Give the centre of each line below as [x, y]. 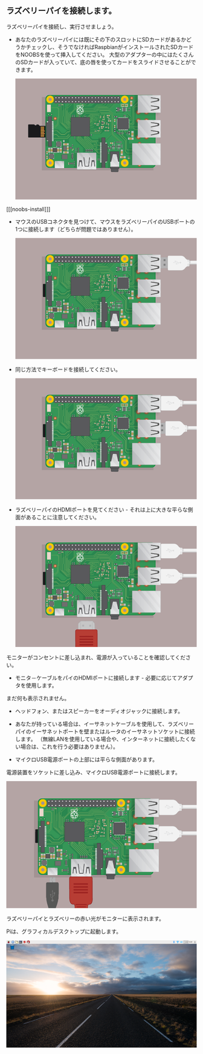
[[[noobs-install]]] [28, 209]
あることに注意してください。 [63, 517]
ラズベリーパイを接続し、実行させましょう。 [62, 27]
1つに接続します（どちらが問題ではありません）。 [76, 229]
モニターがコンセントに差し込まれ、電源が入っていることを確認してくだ [96, 657]
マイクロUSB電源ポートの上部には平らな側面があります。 [86, 760]
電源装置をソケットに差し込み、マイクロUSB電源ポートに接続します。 [93, 772]
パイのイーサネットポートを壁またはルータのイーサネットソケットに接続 [105, 732]
